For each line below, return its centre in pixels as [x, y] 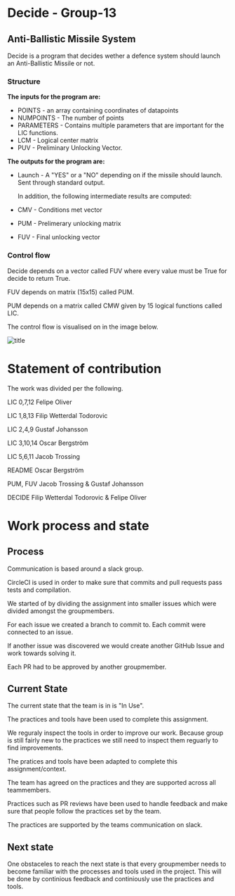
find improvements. [35, 748]
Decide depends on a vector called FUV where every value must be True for [117, 271]
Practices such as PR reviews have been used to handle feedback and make [117, 804]
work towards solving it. [42, 653]
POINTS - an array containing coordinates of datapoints [98, 111]
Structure [24, 81]
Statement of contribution [85, 368]
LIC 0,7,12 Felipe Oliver [40, 402]
